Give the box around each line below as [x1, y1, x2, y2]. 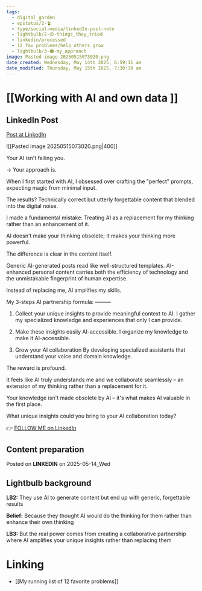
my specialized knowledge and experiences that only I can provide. [14, 317, 183, 324]
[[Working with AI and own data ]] [6, 91, 178, 105]
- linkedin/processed [11, 37, 66, 43]
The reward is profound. [6, 364, 66, 372]
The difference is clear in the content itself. [6, 250, 113, 257]
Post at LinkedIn [6, 131, 46, 138]
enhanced [6, 268, 31, 276]
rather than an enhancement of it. [6, 221, 90, 228]
